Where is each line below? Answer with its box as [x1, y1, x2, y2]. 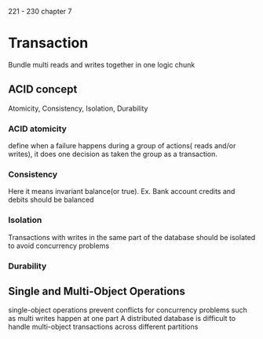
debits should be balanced [8, 195, 94, 205]
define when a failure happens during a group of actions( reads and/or [8, 141, 236, 151]
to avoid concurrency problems [8, 241, 110, 250]
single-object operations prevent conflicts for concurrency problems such [8, 305, 247, 315]
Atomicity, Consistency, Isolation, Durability [8, 104, 148, 113]
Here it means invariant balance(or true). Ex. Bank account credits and [8, 187, 236, 196]
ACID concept [8, 82, 78, 97]
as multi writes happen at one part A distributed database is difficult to [8, 314, 236, 323]
